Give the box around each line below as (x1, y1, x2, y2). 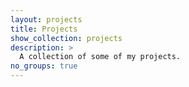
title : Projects (10, 24, 78, 34)
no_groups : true (10, 61, 78, 71)
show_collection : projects (10, 33, 123, 43)
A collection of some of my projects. (19, 52, 182, 62)
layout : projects (10, 14, 83, 25)
